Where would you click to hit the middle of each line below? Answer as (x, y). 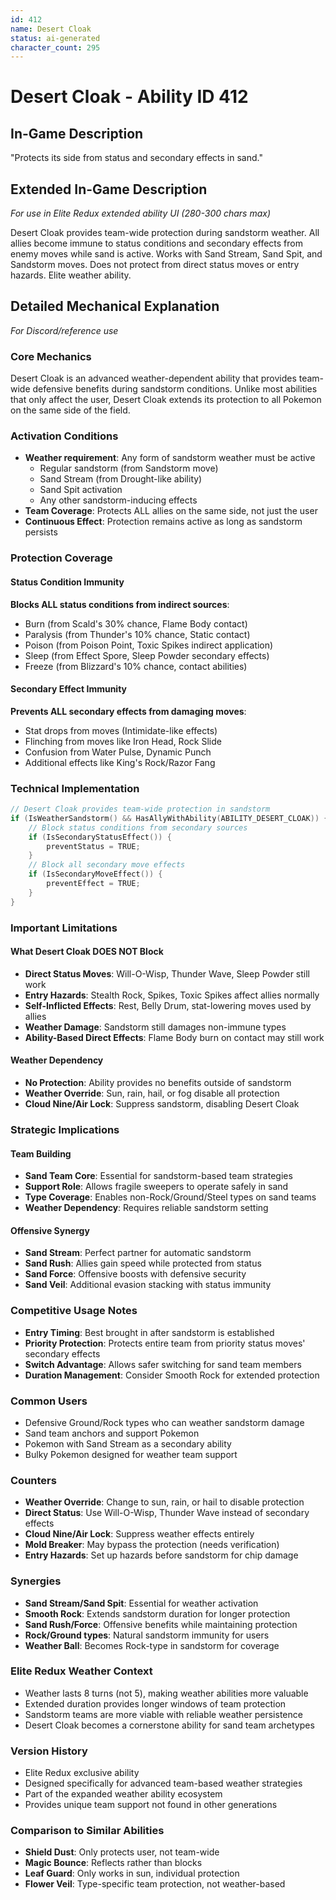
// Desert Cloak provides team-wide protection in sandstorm (140, 809)
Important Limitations (64, 928)
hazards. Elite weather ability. (71, 275)
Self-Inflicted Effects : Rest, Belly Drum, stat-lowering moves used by (168, 1005)
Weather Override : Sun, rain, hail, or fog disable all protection (152, 1093)
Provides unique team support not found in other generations (151, 1805)
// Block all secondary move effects (107, 865)
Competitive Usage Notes (74, 1311)
